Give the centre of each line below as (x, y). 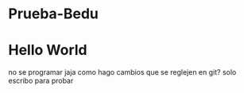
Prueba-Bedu (54, 14)
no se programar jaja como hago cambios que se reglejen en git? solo (122, 72)
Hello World (48, 50)
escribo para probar (41, 81)
